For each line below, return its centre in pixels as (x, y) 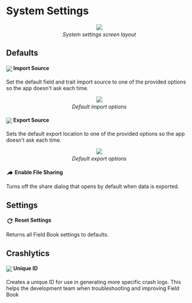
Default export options (99, 159)
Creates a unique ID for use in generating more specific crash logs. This (94, 282)
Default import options (99, 106)
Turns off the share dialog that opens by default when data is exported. (93, 186)
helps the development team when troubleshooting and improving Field (93, 288)
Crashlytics (28, 253)
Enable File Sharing (39, 172)
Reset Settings (33, 220)
